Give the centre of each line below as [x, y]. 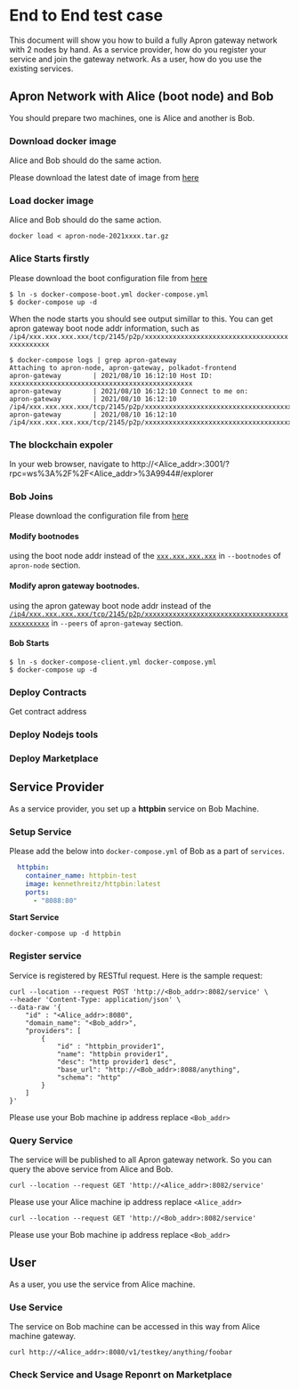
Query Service [41, 1140]
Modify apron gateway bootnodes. [75, 586]
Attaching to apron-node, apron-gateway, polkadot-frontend [123, 367]
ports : [37, 892]
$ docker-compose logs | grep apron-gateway [93, 360]
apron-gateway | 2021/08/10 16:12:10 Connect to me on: [129, 391]
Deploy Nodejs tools [54, 735]
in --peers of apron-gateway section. [117, 623]
